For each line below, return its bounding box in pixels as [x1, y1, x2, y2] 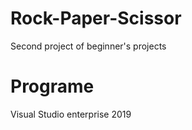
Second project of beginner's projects [10, 40, 167, 52]
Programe [10, 75, 95, 98]
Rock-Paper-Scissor [10, 7, 182, 30]
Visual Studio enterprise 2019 [10, 108, 132, 120]
